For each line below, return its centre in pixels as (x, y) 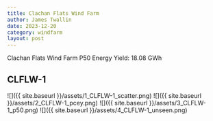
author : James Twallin (39, 20)
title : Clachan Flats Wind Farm (53, 13)
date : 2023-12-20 (32, 26)
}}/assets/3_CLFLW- (178, 103)
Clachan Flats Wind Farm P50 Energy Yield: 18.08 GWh (85, 58)
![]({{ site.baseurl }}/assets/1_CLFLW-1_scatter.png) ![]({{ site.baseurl (104, 95)
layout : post (26, 39)
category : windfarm (35, 32)
